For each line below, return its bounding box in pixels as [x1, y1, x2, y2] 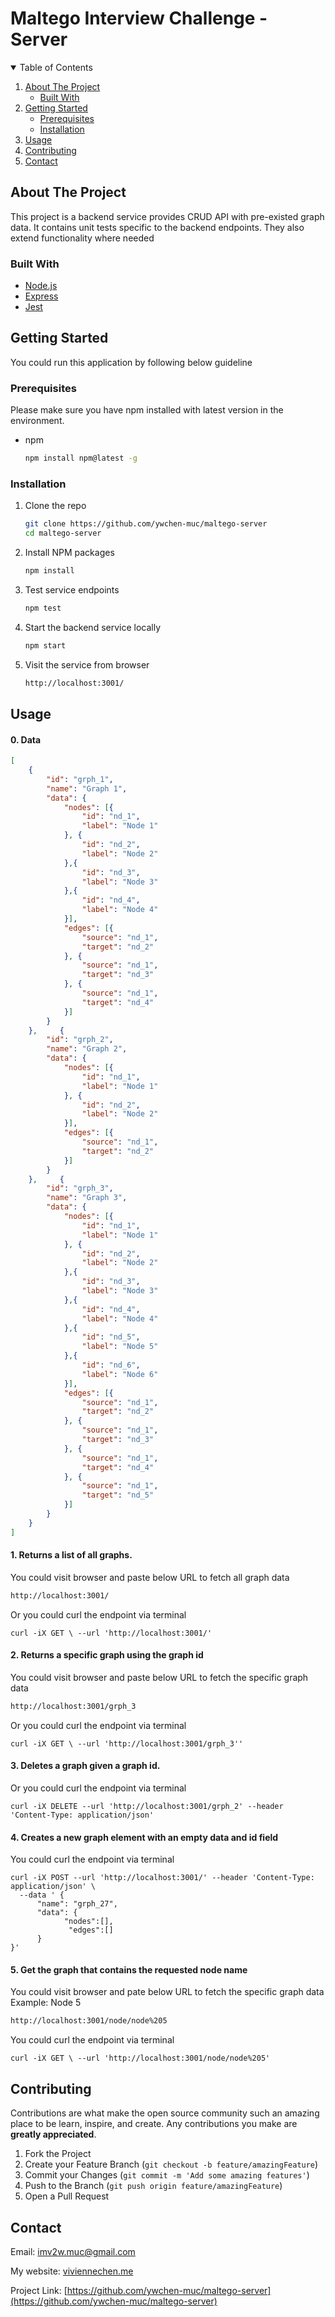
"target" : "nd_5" [81, 1490, 155, 1501]
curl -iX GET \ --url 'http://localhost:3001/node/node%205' [10, 2053, 271, 2064]
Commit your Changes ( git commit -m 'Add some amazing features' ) [24, 2169, 310, 2181]
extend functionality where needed [10, 232, 155, 244]
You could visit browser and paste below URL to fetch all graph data [10, 1571, 290, 1583]
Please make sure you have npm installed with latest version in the [10, 404, 284, 416]
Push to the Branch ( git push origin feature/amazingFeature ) [24, 2180, 283, 2192]
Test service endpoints [24, 583, 120, 596]
